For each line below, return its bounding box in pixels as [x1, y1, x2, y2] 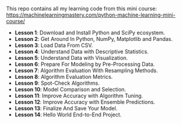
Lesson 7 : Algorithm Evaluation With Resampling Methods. [14, 67, 158, 74]
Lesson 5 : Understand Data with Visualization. [14, 55, 129, 61]
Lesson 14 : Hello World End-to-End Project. [14, 111, 122, 118]
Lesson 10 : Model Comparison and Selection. [14, 86, 126, 93]
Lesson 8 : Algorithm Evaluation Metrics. [14, 74, 113, 80]
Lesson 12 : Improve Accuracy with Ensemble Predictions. [14, 98, 155, 106]
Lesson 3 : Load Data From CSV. [14, 42, 93, 49]
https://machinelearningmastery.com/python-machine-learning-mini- [6, 11, 176, 18]
